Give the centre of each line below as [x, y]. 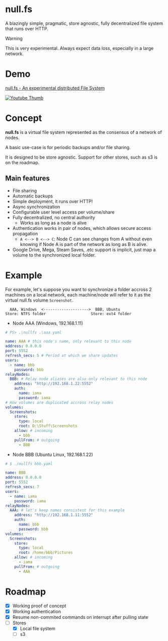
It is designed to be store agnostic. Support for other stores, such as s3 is [81, 157]
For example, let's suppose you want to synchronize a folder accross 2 [78, 289]
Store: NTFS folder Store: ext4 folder [68, 314]
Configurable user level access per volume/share [63, 212]
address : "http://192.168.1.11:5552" [54, 515]
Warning [14, 38]
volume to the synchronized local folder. [54, 255]
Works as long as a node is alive [53, 223]
